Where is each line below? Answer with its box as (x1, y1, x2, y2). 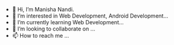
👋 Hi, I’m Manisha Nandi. (12, 6, 75, 13)
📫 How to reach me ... (12, 32, 69, 39)
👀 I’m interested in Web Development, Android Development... (12, 12, 168, 19)
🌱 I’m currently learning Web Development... (12, 19, 124, 26)
